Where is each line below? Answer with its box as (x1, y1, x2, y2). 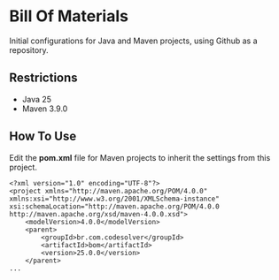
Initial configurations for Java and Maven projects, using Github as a (9, 35, 259, 46)
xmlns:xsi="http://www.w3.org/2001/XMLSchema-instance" (9, 194, 220, 203)
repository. (9, 44, 49, 55)
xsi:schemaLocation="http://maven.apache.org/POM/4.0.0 (9, 201, 220, 211)
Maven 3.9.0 (21, 103, 68, 114)
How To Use (9, 129, 77, 144)
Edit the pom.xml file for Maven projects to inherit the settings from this (9, 152, 271, 163)
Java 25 (21, 94, 51, 104)
